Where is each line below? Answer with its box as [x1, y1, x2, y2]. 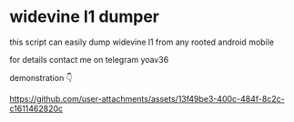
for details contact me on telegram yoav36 [9, 54, 169, 65]
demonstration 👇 [9, 72, 73, 83]
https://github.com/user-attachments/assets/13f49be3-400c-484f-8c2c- [9, 93, 285, 104]
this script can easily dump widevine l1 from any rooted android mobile [9, 36, 275, 47]
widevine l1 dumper [9, 6, 159, 27]
